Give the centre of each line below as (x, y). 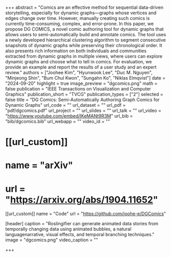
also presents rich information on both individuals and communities (76, 51)
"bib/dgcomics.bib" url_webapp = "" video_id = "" (58, 121)
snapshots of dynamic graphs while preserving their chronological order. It (84, 45)
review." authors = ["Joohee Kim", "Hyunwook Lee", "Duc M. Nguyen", (79, 73)
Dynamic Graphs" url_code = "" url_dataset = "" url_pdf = (66, 105)
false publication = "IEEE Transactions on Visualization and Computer (78, 89)
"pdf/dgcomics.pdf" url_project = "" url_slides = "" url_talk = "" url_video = (83, 110)
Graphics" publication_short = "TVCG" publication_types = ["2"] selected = (84, 94)
